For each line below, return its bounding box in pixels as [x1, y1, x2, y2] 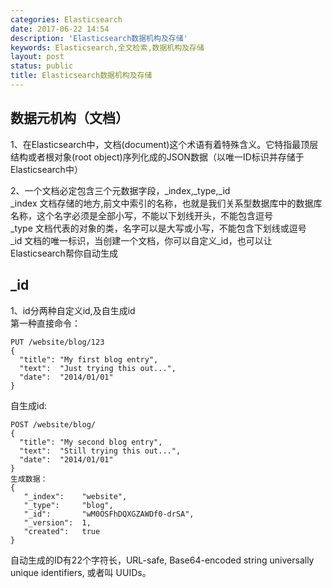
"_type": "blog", [23, 500, 114, 510]
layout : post [10, 52, 65, 62]
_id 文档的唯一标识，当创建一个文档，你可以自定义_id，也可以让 [10, 234, 273, 246]
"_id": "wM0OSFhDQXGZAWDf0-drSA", [23, 509, 195, 519]
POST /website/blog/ [10, 419, 97, 430]
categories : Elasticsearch [10, 14, 123, 25]
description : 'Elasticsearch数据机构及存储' [10, 33, 188, 43]
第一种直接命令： [10, 317, 81, 329]
